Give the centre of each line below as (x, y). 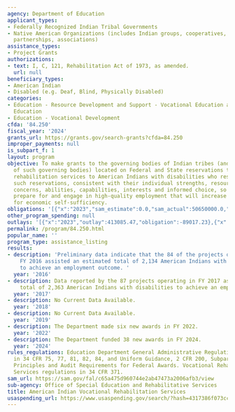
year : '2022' (33, 333)
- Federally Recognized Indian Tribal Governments (83, 27)
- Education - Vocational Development (64, 118)
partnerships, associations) (56, 40)
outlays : (20, 222)
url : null (28, 72)
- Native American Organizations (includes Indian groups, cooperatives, (117, 33)
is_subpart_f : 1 (31, 151)
